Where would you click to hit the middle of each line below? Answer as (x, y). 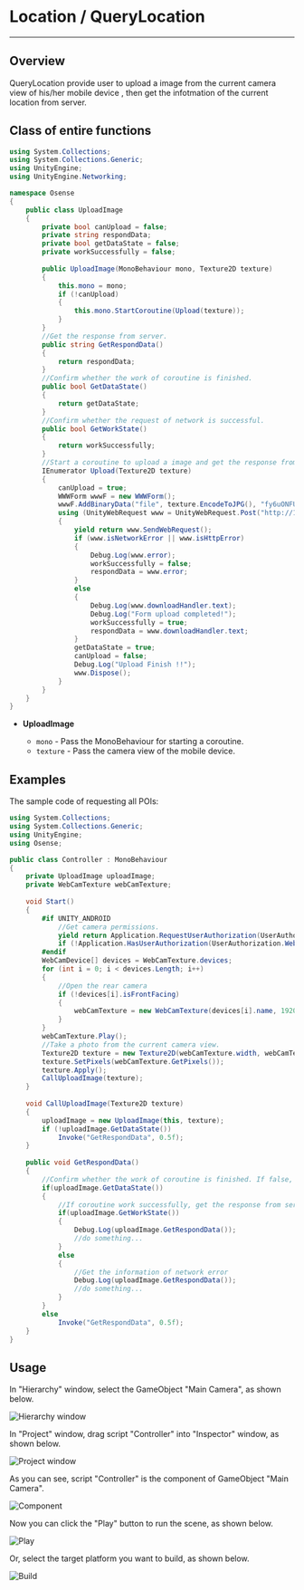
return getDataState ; (99, 403)
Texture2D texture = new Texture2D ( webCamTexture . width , (151, 1053)
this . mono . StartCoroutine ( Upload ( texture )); (159, 311)
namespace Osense (42, 193)
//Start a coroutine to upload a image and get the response (160, 463)
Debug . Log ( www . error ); (133, 555)
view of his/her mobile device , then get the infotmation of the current (139, 92)
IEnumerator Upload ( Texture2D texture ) (117, 471)
